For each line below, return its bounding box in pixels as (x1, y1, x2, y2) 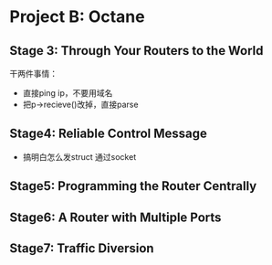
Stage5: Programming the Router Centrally (9, 178, 257, 194)
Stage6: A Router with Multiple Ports (9, 209, 222, 225)
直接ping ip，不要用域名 (22, 88, 113, 98)
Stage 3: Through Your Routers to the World (9, 43, 264, 58)
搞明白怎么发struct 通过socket (22, 151, 137, 162)
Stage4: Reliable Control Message (9, 126, 208, 142)
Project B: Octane (9, 6, 145, 27)
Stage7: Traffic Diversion (9, 240, 154, 256)
